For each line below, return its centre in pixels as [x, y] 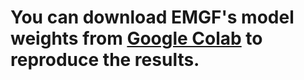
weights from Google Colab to [136, 38]
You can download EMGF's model [152, 17]
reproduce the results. [105, 60]
